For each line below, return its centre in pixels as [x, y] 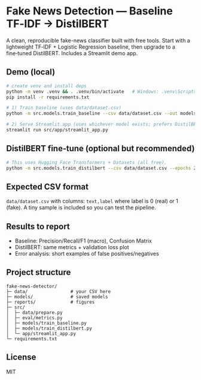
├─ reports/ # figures [51, 302]
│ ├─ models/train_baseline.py [46, 323]
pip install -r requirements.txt [48, 97]
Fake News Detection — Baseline [90, 11]
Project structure [39, 272]
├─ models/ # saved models [57, 297]
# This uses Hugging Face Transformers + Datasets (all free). [87, 162]
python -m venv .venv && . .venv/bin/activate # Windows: [83, 91]
